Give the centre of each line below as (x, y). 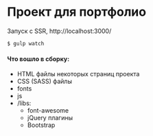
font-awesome (48, 111)
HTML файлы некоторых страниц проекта (78, 74)
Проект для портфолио (76, 12)
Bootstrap (41, 125)
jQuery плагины (50, 118)
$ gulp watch (26, 43)
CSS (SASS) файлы (44, 81)
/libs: (24, 103)
